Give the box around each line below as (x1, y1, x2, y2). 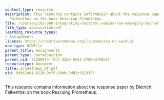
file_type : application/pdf (5, 25, 62, 30)
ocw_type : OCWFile (5, 43, 42, 48)
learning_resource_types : (5, 30, 58, 35)
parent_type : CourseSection (5, 52, 62, 58)
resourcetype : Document (5, 61, 54, 66)
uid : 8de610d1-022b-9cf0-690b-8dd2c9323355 (5, 71, 95, 76)
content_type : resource (5, 7, 54, 12)
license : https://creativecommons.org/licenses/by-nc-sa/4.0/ (5, 39, 134, 44)
